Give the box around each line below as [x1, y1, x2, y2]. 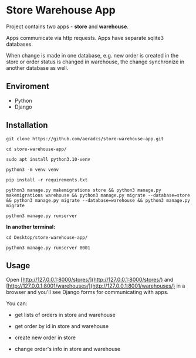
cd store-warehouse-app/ [6, 146, 67, 152]
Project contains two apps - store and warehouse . [6, 23, 129, 30]
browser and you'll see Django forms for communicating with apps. [6, 289, 169, 296]
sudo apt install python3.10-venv [6, 156, 91, 162]
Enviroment [6, 82, 50, 92]
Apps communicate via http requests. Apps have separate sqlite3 [6, 34, 164, 41]
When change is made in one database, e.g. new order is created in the [6, 52, 179, 59]
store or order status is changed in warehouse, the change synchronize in [6, 58, 185, 65]
